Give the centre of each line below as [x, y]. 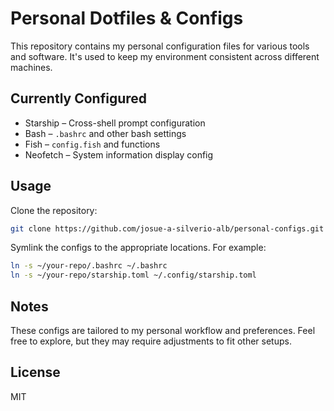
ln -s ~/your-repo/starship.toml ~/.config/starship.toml [133, 275]
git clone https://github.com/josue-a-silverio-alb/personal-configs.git [167, 228]
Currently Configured [79, 98]
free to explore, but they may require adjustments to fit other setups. [151, 341]
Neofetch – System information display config [119, 154]
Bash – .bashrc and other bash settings [105, 133]
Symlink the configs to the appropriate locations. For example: [138, 248]
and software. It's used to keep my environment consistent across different [165, 56]
